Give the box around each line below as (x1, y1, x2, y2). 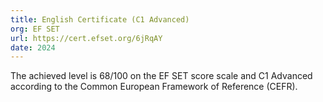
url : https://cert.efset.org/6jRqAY (10, 33, 163, 43)
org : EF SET (10, 24, 60, 34)
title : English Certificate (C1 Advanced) (10, 14, 190, 25)
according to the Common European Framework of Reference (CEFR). (10, 81, 298, 93)
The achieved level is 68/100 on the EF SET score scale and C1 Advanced (10, 70, 313, 82)
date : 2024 (10, 42, 56, 53)
